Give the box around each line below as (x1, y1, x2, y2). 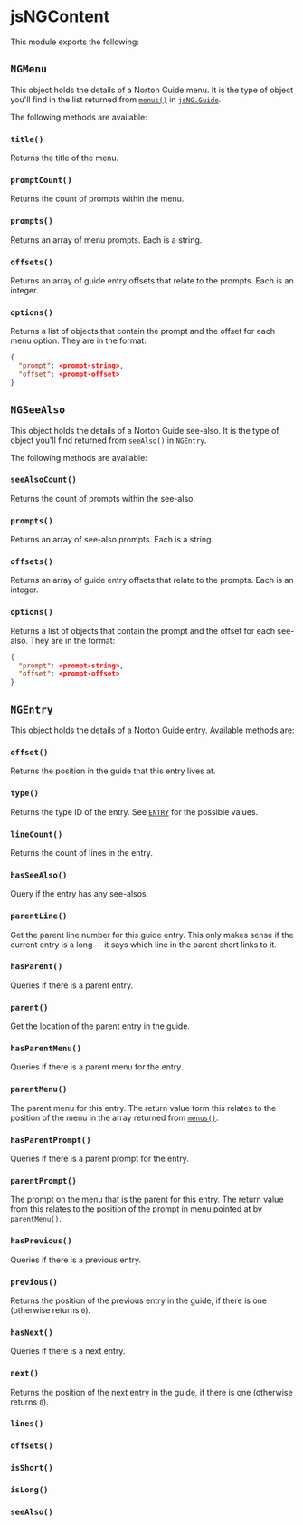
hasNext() (10, 1327, 53, 1338)
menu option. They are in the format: (10, 335, 147, 346)
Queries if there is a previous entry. (10, 1254, 142, 1265)
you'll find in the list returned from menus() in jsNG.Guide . (10, 93, 222, 105)
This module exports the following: (10, 36, 139, 47)
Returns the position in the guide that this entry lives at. (10, 765, 216, 776)
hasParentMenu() (10, 1043, 82, 1054)
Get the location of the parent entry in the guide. (10, 1021, 191, 1031)
